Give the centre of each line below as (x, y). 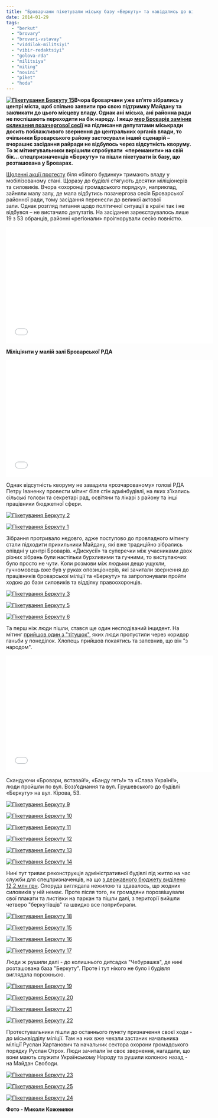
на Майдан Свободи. (32, 1063)
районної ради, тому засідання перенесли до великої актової (84, 200)
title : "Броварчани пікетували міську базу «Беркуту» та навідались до (96, 12)
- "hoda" (22, 83)
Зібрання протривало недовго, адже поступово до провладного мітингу (97, 538)
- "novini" (25, 72)
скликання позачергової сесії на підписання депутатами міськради (95, 125)
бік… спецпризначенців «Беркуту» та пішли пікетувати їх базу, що (93, 157)
